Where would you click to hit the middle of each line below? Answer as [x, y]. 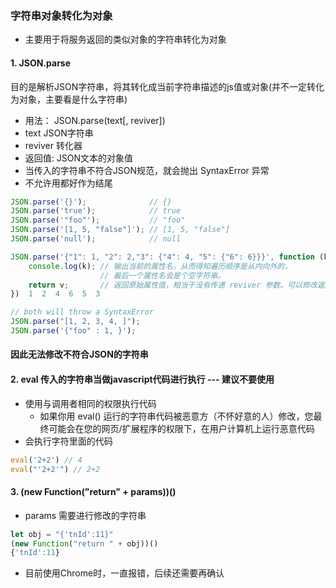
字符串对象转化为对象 [61, 15]
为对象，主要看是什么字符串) [69, 99]
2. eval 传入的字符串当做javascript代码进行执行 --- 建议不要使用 [142, 379]
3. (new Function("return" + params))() [93, 492]
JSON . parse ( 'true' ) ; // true [96, 211]
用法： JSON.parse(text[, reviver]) [95, 120]
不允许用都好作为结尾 [68, 183]
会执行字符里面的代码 [68, 441]
